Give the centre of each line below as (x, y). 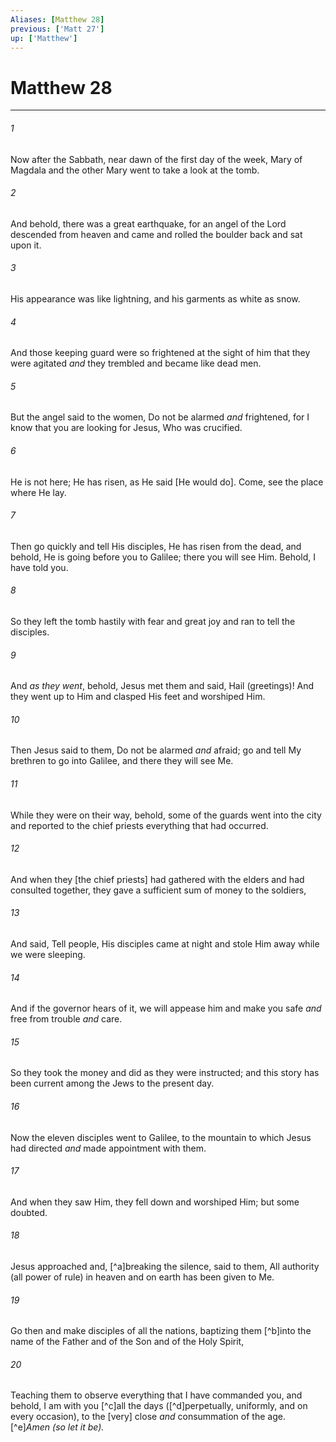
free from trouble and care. (66, 1019)
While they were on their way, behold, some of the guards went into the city (166, 815)
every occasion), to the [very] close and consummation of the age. (148, 1417)
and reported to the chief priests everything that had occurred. (139, 825)
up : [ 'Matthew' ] (44, 38)
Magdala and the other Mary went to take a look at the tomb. (135, 170)
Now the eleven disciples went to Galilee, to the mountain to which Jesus (161, 1137)
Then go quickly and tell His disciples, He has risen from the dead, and (156, 546)
